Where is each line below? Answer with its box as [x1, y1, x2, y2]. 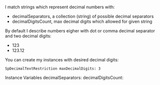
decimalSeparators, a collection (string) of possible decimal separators [12, 14, 154, 19]
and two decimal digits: [5, 33, 52, 39]
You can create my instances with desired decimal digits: [5, 57, 119, 62]
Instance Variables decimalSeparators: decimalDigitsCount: [5, 75, 124, 80]
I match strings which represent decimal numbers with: [5, 4, 115, 10]
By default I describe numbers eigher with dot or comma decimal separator [5, 28, 155, 33]
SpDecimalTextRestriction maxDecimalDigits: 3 [5, 66, 101, 71]
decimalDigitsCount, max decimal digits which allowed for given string [12, 19, 153, 24]
